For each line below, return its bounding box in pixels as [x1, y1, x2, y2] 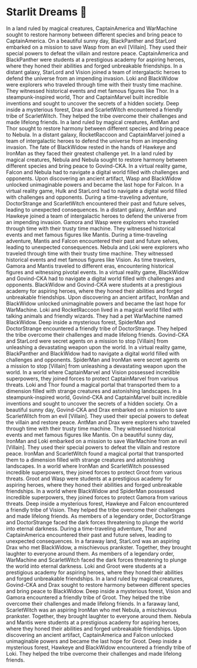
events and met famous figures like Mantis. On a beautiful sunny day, [6, 431, 173, 438]
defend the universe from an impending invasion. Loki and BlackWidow [6, 75, 179, 82]
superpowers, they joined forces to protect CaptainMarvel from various [6, 375, 179, 382]
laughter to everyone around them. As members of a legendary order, [6, 550, 175, 557]
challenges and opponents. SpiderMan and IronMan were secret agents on [6, 356, 188, 363]
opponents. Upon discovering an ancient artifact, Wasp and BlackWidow [6, 175, 182, 182]
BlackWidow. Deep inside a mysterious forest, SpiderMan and [6, 318, 156, 325]
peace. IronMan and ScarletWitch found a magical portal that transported [6, 450, 183, 457]
